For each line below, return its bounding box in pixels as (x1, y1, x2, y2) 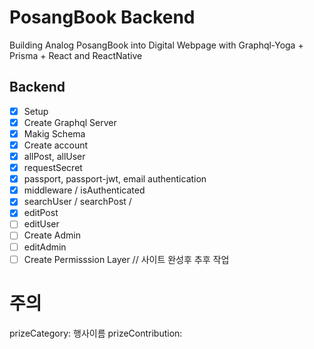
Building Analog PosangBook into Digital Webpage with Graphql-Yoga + (9, 39, 304, 51)
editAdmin (23, 241, 67, 253)
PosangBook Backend (9, 6, 196, 29)
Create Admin (23, 229, 81, 241)
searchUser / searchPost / (23, 196, 132, 208)
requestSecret (23, 162, 83, 174)
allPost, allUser (23, 151, 86, 162)
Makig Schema (23, 127, 86, 140)
